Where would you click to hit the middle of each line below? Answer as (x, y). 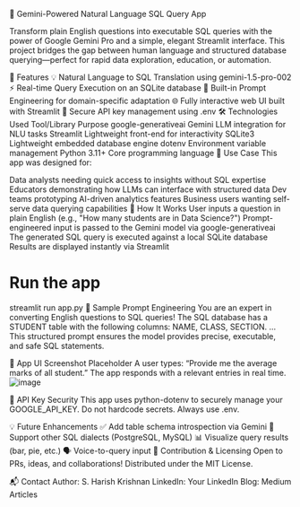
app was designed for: (51, 162)
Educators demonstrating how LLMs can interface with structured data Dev (148, 189)
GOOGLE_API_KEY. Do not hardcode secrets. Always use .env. (124, 409)
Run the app (55, 283)
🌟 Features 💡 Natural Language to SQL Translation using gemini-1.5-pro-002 (150, 77)
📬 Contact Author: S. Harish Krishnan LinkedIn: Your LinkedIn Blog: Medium (150, 481)
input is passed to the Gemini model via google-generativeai (164, 227)
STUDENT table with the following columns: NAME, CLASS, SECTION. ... (142, 327)
